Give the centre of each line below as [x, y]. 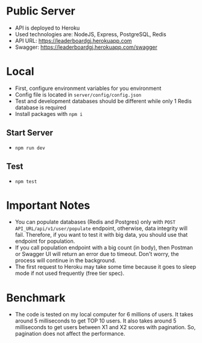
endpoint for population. [45, 241]
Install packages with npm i [49, 114]
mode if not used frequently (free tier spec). [70, 274]
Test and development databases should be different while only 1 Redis [103, 101]
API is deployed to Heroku [47, 28]
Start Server [30, 133]
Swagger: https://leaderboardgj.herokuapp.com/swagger [86, 47]
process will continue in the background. [65, 260]
